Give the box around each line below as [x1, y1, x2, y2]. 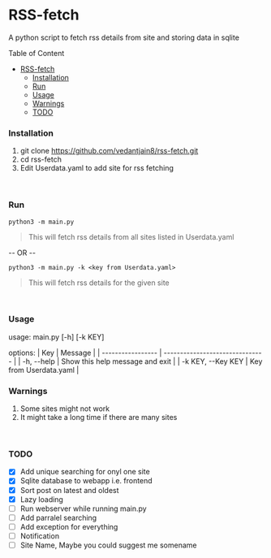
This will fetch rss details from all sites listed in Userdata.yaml [28, 231, 234, 241]
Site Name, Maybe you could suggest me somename [19, 540, 197, 550]
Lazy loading [19, 494, 63, 504]
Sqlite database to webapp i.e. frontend [19, 476, 153, 486]
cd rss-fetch [19, 154, 62, 164]
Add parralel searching [19, 513, 97, 522]
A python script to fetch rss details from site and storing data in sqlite [8, 32, 239, 42]
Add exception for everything [19, 521, 118, 531]
